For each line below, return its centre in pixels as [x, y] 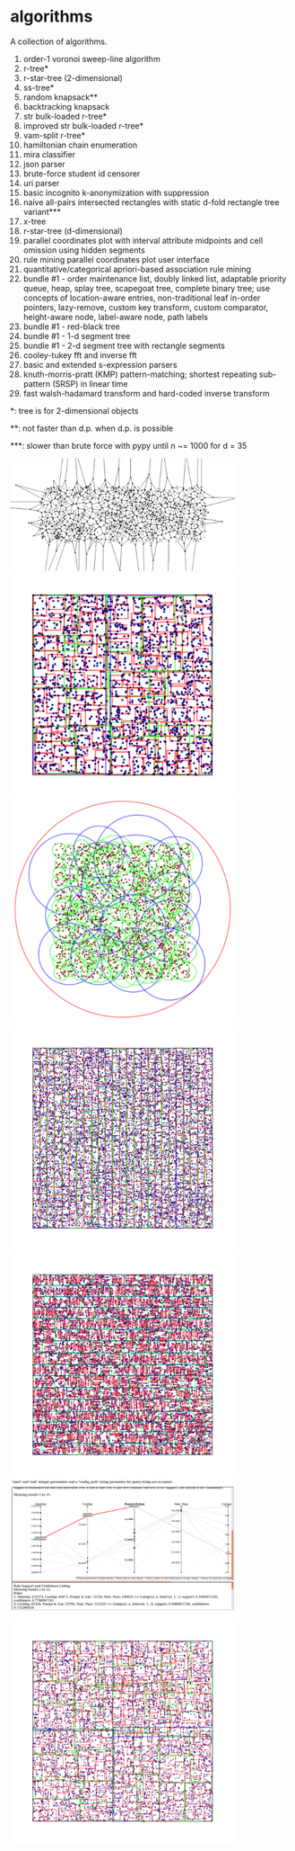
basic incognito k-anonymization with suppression [116, 192]
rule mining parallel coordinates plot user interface [116, 259]
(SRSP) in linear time [90, 383]
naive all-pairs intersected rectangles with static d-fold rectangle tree [151, 202]
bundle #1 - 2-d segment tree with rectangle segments [124, 345]
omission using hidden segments [84, 250]
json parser [44, 164]
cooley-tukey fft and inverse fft [80, 355]
